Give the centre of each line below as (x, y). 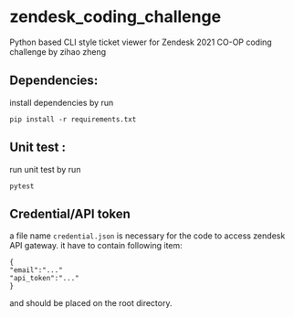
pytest (22, 186)
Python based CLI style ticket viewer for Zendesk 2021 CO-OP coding (141, 42)
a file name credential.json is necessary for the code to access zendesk (147, 236)
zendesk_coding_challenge (115, 17)
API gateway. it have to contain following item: (96, 246)
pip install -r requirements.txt (73, 119)
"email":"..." (37, 270)
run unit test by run (45, 169)
